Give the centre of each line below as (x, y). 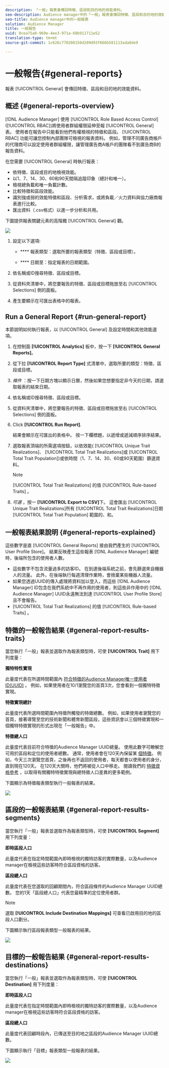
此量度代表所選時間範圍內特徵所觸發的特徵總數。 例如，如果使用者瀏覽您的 (83, 713)
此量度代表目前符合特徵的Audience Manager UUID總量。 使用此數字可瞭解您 (84, 747)
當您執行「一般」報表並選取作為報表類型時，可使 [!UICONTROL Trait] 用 (80, 651)
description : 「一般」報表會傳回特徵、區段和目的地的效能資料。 (65, 10)
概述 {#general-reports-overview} (60, 106)
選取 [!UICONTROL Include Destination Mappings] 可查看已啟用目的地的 (81, 913)
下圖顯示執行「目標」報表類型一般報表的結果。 (54, 1050)
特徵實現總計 (18, 702)
